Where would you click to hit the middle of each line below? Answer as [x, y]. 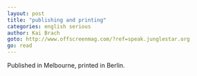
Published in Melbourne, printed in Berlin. [66, 65]
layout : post [26, 13]
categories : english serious [49, 26]
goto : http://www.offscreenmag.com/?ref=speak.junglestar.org [98, 39]
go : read [20, 46]
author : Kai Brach [34, 33]
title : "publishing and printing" [57, 20]
